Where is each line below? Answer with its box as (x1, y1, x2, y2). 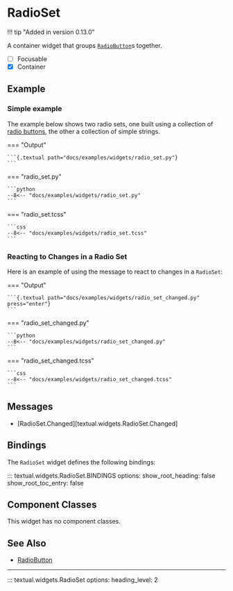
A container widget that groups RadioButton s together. (7, 41, 163, 49)
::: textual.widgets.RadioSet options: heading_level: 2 (7, 576, 158, 584)
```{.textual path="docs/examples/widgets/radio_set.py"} (7, 154, 178, 161)
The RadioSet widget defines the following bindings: (7, 458, 156, 466)
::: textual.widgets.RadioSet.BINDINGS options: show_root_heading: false (7, 471, 216, 480)
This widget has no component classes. (7, 517, 121, 526)
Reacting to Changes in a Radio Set (7, 251, 128, 261)
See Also (7, 537, 46, 549)
